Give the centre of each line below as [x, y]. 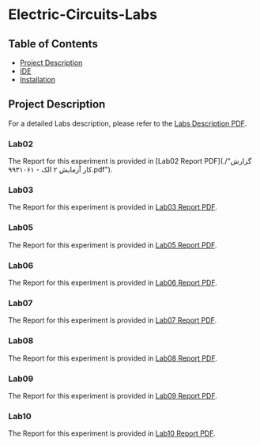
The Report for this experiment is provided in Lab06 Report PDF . [113, 283]
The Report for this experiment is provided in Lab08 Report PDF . [113, 358]
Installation [38, 79]
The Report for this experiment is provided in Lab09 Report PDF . [113, 395]
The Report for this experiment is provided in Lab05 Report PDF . [113, 245]
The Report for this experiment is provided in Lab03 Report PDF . [113, 207]
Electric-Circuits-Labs [83, 15]
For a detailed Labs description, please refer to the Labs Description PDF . [128, 123]
